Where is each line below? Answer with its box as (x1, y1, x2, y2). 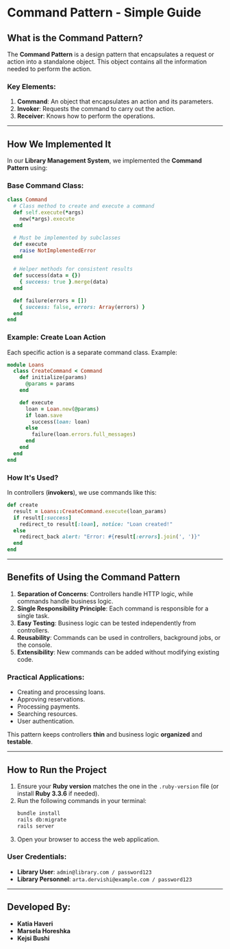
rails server (16, 822, 55, 830)
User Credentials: (7, 852, 67, 861)
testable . (7, 738, 33, 746)
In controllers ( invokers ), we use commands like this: (7, 489, 157, 496)
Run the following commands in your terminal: (16, 796, 147, 804)
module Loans (7, 361, 44, 368)
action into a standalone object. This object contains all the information (7, 58, 207, 66)
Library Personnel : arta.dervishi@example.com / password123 (16, 875, 192, 883)
